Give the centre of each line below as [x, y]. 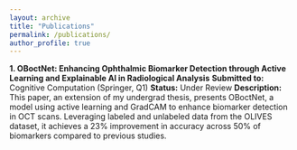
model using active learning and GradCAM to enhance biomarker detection [148, 107]
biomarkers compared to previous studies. [88, 136]
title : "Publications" [52, 26]
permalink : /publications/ [60, 34]
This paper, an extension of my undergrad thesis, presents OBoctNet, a [142, 98]
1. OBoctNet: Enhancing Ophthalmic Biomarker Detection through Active [148, 69]
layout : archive [40, 18]
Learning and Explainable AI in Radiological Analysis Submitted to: [137, 79]
